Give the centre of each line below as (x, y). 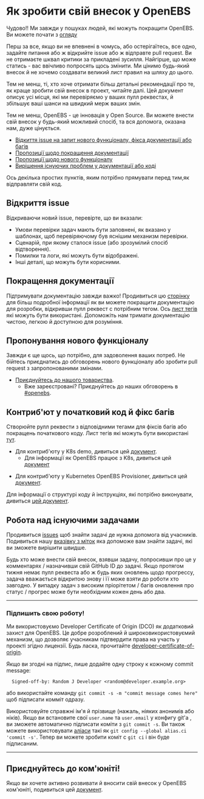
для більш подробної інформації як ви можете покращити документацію (100, 302)
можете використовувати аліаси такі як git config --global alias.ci (97, 731)
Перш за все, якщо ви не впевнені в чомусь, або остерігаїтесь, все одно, (101, 46)
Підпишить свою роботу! (46, 613)
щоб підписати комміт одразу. (46, 700)
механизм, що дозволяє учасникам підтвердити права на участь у (93, 640)
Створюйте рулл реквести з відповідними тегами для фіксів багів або (97, 427)
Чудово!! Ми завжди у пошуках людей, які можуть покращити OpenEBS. (100, 28)
